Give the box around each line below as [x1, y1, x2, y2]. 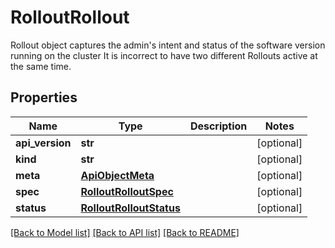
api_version [15, 136, 72, 150]
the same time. [10, 60, 72, 72]
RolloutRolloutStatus [80, 201, 181, 215]
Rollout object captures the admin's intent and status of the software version [10, 39, 326, 51]
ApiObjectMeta [80, 168, 155, 182]
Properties [10, 89, 78, 106]
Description [189, 119, 248, 133]
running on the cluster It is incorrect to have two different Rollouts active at [10, 49, 318, 61]
